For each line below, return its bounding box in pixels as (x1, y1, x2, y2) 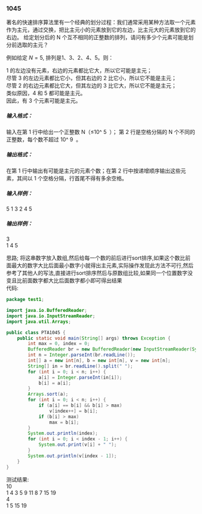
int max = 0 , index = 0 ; (28, 341, 90, 347)
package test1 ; (6, 297, 44, 303)
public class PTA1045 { (6, 329, 66, 335)
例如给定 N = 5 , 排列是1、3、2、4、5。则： (6, 54, 114, 62)
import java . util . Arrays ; (6, 319, 71, 325)
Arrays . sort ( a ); (28, 391, 69, 398)
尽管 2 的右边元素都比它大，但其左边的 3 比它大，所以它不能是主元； (6, 82, 177, 89)
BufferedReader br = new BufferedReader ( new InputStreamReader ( (28, 346, 192, 352)
